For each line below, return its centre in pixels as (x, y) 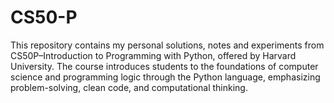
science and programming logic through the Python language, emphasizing (165, 77)
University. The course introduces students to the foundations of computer (164, 66)
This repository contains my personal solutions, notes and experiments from (167, 45)
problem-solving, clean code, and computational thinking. (129, 87)
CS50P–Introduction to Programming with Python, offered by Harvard (153, 55)
